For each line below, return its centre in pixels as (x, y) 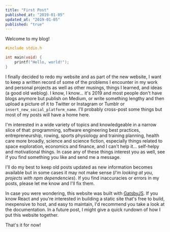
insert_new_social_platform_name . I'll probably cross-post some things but (84, 109)
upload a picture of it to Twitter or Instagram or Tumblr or (65, 104)
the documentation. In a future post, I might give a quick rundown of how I (83, 210)
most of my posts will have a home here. (48, 114)
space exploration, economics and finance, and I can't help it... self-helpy (82, 146)
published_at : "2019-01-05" (35, 15)
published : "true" (25, 24)
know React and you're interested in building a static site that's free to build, (85, 199)
